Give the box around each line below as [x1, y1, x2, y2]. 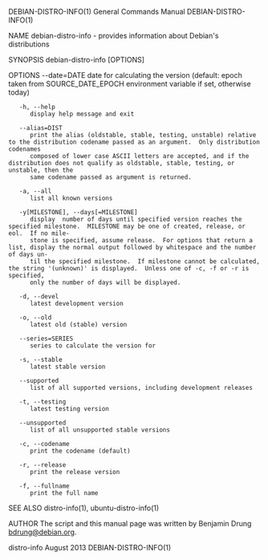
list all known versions [29, 194, 113, 202]
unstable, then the [8, 166, 74, 174]
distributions [8, 39, 50, 49]
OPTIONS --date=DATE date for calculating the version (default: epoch [8, 71, 243, 79]
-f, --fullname [18, 482, 70, 490]
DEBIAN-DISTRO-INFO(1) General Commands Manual [8, 7, 186, 16]
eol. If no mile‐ [8, 229, 70, 237]
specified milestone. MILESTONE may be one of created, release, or [8, 222, 246, 230]
